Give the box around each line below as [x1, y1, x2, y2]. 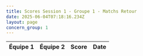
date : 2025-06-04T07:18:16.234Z [6, 14, 85, 20]
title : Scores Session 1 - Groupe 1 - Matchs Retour [6, 8, 137, 14]
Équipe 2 [40, 43, 65, 51]
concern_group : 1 [6, 24, 48, 31]
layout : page [6, 19, 38, 25]
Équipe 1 [9, 43, 34, 51]
